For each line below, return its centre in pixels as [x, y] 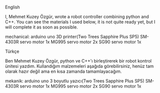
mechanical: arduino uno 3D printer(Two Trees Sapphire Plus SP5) [72, 37]
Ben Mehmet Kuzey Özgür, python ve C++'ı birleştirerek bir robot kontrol [79, 61]
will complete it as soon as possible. [41, 27]
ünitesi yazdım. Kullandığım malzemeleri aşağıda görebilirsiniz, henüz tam [80, 66]
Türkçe [12, 51]
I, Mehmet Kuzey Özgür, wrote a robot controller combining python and [77, 16]
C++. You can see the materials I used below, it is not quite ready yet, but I [80, 22]
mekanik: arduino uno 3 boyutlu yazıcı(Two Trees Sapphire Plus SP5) [75, 81]
